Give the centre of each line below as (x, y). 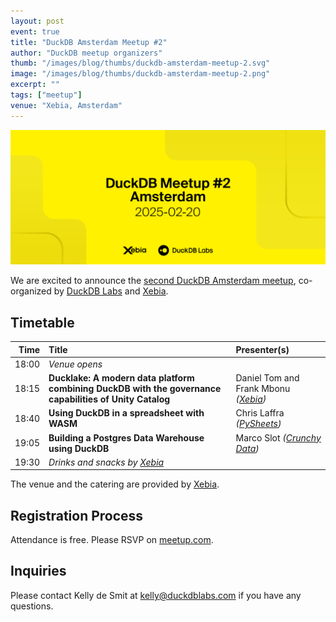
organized (31, 291)
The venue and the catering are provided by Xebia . (115, 484)
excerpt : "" (35, 85)
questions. (32, 606)
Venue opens (75, 364)
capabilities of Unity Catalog (109, 399)
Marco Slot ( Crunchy (278, 437)
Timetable (42, 322)
